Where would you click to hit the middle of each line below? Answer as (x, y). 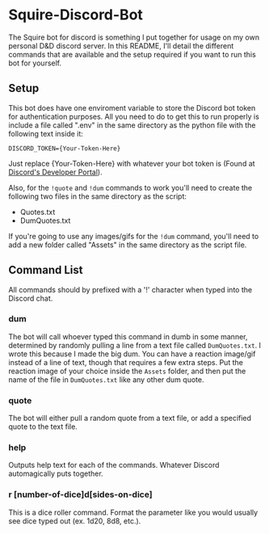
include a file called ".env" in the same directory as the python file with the (132, 125)
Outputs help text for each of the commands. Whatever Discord (114, 465)
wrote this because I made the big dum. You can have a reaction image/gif (132, 354)
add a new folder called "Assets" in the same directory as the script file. (128, 245)
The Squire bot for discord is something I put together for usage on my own (134, 37)
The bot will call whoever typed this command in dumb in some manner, (128, 336)
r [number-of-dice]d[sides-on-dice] (80, 494)
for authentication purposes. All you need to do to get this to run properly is (134, 116)
